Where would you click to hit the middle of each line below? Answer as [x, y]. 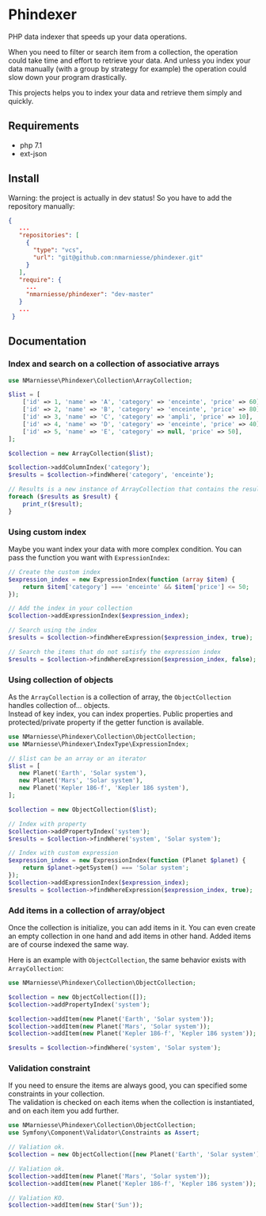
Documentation [47, 342]
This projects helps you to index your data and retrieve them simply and [125, 92]
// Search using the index [53, 630]
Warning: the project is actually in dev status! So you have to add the [120, 198]
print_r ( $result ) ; [53, 504]
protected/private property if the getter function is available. [106, 722]
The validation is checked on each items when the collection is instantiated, [131, 1102]
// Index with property [47, 824]
